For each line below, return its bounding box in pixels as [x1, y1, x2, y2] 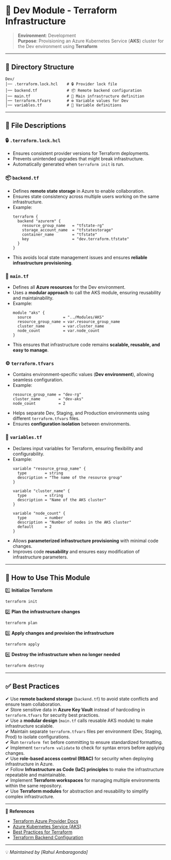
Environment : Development [17, 32, 76, 38]
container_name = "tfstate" [22, 232, 98, 237]
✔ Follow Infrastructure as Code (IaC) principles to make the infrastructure [5, 766, 164, 772]
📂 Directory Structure [5, 63, 75, 72]
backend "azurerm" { [17, 218, 61, 224]
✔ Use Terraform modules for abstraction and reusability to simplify [5, 788, 149, 794]
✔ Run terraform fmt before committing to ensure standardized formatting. [5, 739, 163, 745]
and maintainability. [12, 295, 54, 301]
